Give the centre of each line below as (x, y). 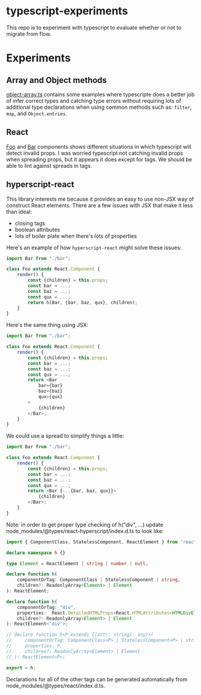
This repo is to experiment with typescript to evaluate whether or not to (94, 27)
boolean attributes (37, 229)
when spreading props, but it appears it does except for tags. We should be (99, 159)
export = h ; (21, 668)
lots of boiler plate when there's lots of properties (76, 236)
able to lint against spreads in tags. (49, 166)
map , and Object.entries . (37, 113)
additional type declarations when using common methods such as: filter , (99, 107)
